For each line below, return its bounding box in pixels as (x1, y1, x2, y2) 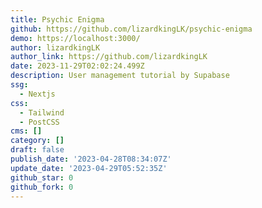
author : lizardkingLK (10, 42, 101, 53)
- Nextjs (19, 89, 56, 99)
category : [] (10, 136, 65, 146)
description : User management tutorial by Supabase (10, 71, 230, 81)
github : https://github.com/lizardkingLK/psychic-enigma (10, 24, 253, 34)
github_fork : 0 (10, 182, 74, 192)
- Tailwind (19, 107, 65, 118)
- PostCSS (19, 117, 60, 127)
